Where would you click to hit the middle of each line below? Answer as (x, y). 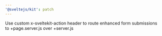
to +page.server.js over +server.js (39, 28)
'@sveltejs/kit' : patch (30, 9)
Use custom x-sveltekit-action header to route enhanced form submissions (81, 23)
